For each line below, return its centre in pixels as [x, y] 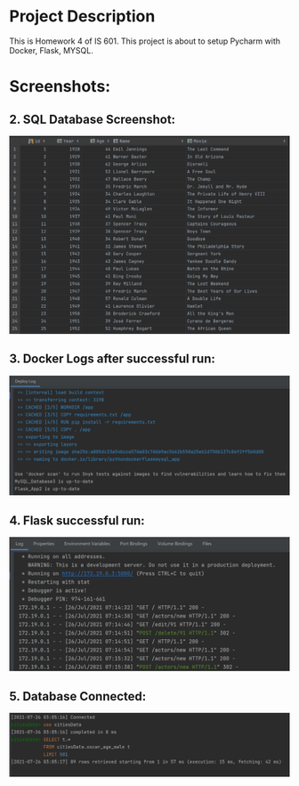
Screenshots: [60, 87]
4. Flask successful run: [77, 520]
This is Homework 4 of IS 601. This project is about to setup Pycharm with [145, 41]
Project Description [82, 16]
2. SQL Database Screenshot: [93, 119]
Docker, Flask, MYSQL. [51, 50]
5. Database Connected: [78, 696]
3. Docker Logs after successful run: [112, 359]
